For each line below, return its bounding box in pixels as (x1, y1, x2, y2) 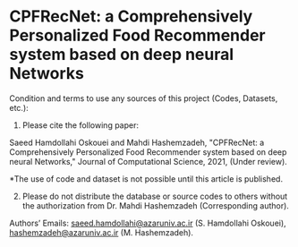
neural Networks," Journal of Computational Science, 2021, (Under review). (9, 156, 288, 166)
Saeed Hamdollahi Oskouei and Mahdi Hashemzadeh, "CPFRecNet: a (9, 137, 265, 148)
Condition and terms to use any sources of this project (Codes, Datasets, (9, 92, 278, 104)
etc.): (9, 102, 29, 113)
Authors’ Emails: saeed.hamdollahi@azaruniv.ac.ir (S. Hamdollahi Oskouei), (9, 217, 286, 228)
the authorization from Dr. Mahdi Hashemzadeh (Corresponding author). (21, 200, 289, 211)
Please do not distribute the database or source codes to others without (21, 191, 288, 201)
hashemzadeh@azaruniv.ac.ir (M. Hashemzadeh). (9, 226, 194, 238)
